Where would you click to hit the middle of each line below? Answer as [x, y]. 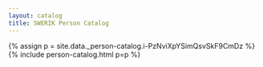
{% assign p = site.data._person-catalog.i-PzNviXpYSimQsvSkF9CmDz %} [131, 45]
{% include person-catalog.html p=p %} [75, 54]
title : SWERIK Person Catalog [59, 23]
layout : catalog [35, 16]
